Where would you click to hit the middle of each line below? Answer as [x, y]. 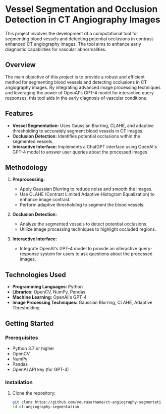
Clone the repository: [34, 393]
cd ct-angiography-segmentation [46, 407]
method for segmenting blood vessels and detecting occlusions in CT [76, 82]
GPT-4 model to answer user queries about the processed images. [80, 152]
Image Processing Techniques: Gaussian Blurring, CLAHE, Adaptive [82, 303]
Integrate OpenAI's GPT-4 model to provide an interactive [79, 249]
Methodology [27, 167]
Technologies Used [35, 275]
